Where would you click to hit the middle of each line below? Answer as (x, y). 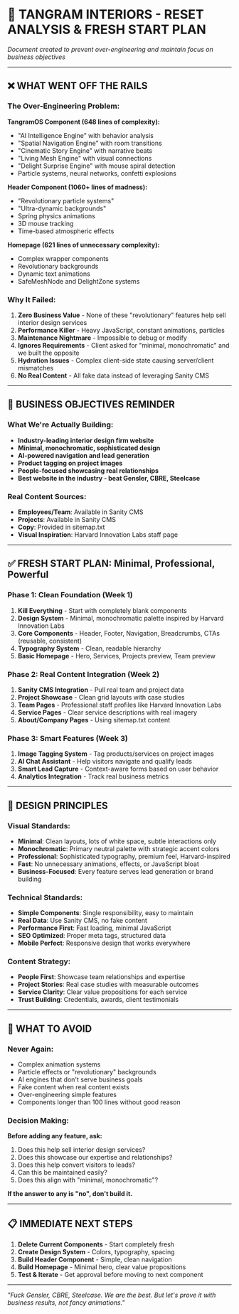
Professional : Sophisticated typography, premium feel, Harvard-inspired (124, 856)
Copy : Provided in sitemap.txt (61, 527)
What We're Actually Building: (60, 424)
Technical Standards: (45, 897)
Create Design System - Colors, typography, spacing (96, 1252)
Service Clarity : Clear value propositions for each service (102, 992)
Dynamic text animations (54, 274)
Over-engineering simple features (67, 1095)
